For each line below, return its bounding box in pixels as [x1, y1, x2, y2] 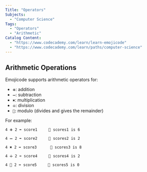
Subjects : [5, 12, 26, 17]
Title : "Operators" [5, 7, 46, 13]
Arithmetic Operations [5, 63, 77, 72]
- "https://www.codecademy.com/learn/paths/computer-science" [10, 45, 142, 50]
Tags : [5, 21, 17, 27]
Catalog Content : [5, 36, 42, 41]
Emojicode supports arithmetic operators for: [5, 76, 98, 83]
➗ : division [12, 103, 34, 109]
